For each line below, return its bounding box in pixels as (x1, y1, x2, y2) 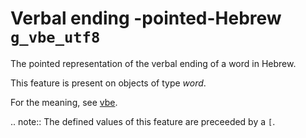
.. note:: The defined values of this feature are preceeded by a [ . (10, 115, 276, 127)
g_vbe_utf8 (10, 28, 101, 47)
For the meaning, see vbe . (10, 96, 118, 108)
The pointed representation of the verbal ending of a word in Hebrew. (10, 57, 297, 69)
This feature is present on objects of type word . (10, 77, 207, 89)
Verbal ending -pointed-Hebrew (10, 7, 282, 30)
